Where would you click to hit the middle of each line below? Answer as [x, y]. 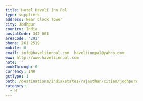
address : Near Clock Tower [34, 19]
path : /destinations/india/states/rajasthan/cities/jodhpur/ [72, 81]
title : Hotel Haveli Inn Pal [36, 10]
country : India [21, 29]
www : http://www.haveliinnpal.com [42, 57]
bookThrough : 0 [21, 67]
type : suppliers [22, 15]
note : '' [15, 62]
